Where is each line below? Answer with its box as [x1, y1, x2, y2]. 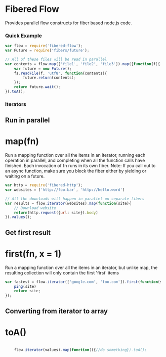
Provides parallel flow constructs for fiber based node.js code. [5, 20, 132, 26]
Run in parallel [5, 116, 50, 125]
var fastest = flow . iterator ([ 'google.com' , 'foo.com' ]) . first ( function [5, 279, 158, 284]
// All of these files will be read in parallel [5, 57, 107, 62]
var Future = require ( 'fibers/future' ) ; [5, 48, 90, 53]
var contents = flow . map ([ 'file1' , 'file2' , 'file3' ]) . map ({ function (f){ [5, 61, 161, 66]
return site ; [14, 288, 41, 294]
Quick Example [5, 32, 42, 39]
